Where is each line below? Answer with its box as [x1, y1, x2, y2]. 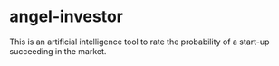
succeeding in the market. [9, 45, 107, 56]
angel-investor [9, 6, 124, 27]
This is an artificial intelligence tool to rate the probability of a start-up [9, 36, 270, 47]
